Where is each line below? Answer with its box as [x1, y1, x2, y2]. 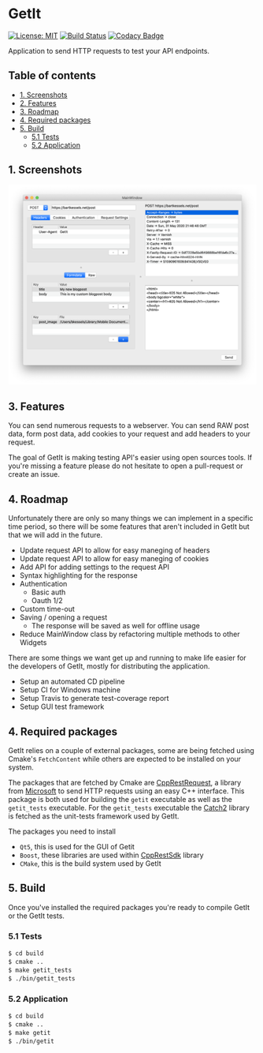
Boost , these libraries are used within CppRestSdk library [19, 850, 204, 860]
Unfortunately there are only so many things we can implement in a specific [8, 514, 254, 523]
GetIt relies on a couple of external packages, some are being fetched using [8, 746, 254, 755]
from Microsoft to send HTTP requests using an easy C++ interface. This [8, 786, 245, 796]
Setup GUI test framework [19, 702, 105, 711]
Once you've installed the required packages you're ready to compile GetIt [8, 902, 250, 912]
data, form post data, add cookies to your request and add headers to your [8, 429, 250, 439]
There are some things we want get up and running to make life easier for [8, 653, 246, 663]
